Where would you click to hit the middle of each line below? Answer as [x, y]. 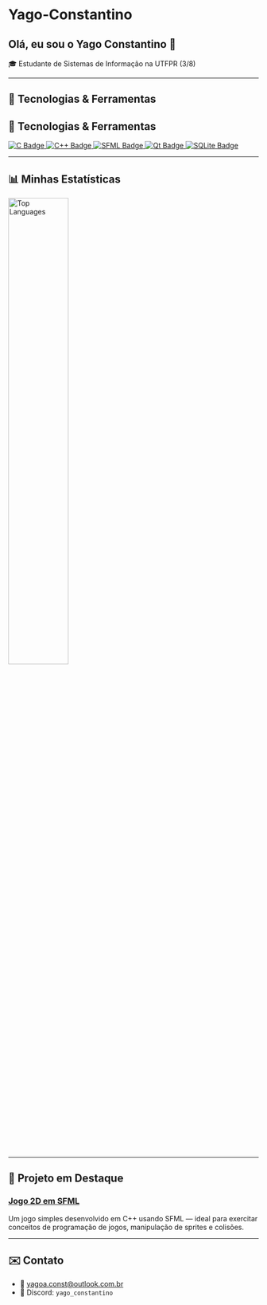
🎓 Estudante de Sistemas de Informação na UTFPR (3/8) [102, 64]
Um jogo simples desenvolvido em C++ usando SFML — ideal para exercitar [133, 1218]
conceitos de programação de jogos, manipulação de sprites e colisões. [126, 1227]
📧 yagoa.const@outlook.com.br [72, 1283]
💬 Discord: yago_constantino [66, 1292]
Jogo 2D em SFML [44, 1201]
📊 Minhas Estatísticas [64, 179]
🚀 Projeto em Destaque [66, 1179]
